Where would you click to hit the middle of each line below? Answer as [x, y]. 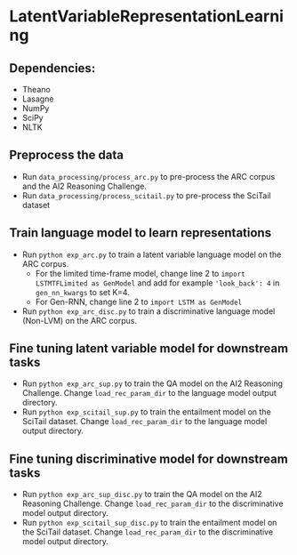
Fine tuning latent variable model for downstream [149, 349]
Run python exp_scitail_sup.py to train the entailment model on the [146, 412]
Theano [36, 89]
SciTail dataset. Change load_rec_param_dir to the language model [144, 422]
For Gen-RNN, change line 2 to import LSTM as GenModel [139, 302]
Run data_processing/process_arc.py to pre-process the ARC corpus [148, 176]
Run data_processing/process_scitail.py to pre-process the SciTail [146, 195]
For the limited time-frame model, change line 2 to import [140, 273]
